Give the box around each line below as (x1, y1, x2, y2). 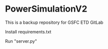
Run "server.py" (5, 38, 37, 44)
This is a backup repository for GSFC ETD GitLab (5, 19, 104, 25)
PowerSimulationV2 (5, 3, 87, 15)
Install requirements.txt (5, 29, 51, 34)
